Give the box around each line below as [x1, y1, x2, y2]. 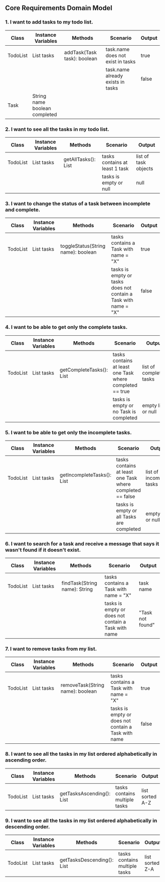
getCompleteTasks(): [59, 366, 108, 373]
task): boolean [64, 55, 97, 62]
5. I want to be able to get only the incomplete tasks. [5, 429, 132, 436]
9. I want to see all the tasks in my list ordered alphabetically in [5, 817, 157, 824]
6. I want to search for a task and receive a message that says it [5, 540, 160, 547]
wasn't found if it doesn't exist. [5, 546, 81, 553]
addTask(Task [64, 49, 97, 56]
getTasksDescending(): [59, 856, 114, 863]
